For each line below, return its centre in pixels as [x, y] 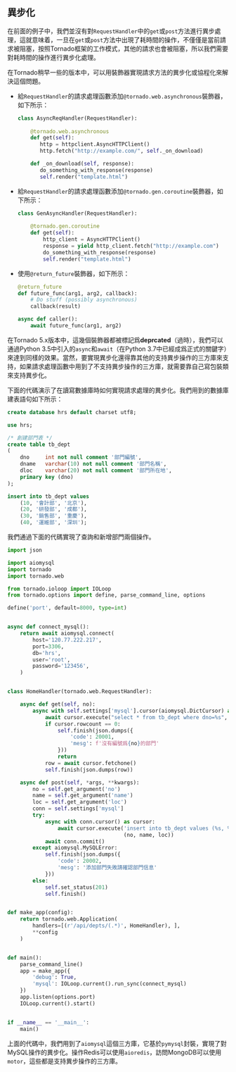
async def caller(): [47, 319]
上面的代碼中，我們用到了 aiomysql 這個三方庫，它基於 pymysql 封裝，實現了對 [117, 1043]
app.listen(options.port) [58, 997]
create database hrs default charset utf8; [72, 412]
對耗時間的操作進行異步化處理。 [53, 57]
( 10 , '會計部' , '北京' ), [54, 503]
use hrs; [20, 425]
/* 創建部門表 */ [30, 438]
